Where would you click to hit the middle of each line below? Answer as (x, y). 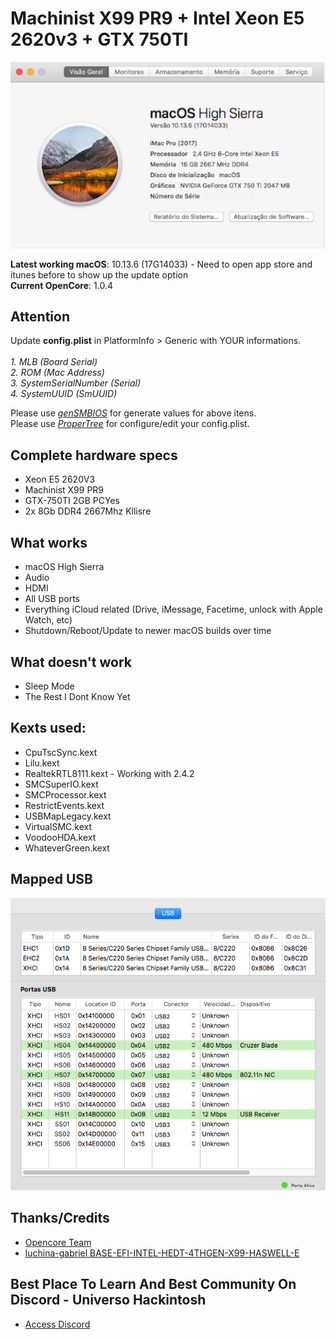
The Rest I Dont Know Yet (77, 696)
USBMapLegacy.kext (68, 816)
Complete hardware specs (94, 455)
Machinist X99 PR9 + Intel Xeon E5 (157, 18)
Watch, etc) (48, 620)
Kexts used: (48, 728)
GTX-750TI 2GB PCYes (72, 501)
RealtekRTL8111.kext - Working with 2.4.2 (109, 773)
